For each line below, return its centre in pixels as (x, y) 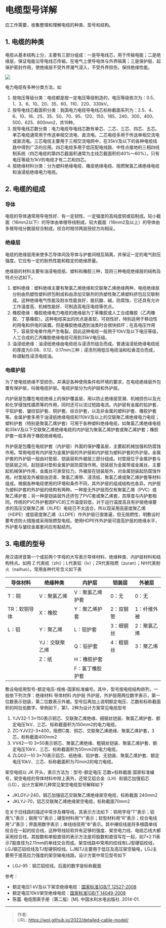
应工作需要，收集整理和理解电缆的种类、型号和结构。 (59, 25)
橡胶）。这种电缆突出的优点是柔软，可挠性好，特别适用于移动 (91, 319)
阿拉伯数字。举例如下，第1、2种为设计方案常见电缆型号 (70, 707)
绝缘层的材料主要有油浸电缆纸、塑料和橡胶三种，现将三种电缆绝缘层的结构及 (83, 271)
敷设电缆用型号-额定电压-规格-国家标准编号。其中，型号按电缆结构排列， (80, 689)
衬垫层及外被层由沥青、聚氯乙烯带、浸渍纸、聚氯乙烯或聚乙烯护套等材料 (87, 477)
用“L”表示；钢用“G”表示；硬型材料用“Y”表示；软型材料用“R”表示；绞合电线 (81, 818)
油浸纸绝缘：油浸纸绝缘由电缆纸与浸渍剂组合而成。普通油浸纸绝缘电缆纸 (86, 344)
